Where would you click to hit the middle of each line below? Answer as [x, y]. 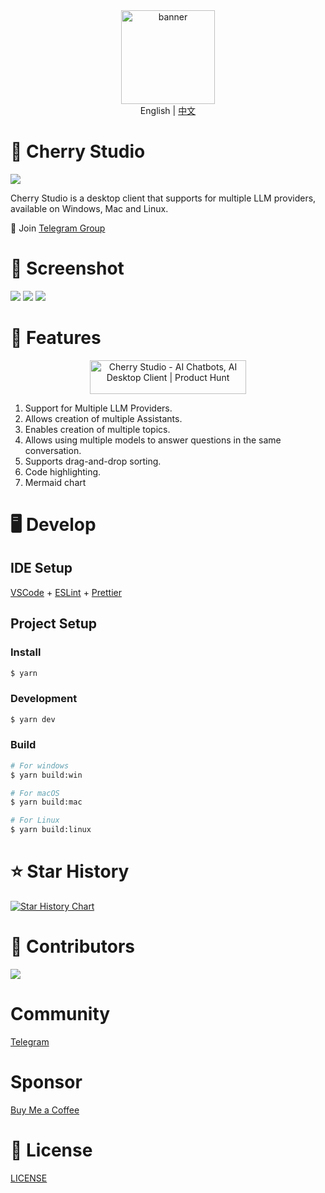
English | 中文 [168, 110]
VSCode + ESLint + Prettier [66, 592]
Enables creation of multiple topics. [97, 429]
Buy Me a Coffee [45, 1110]
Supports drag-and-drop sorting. [93, 461]
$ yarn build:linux [51, 830]
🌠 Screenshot [67, 268]
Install [26, 652]
